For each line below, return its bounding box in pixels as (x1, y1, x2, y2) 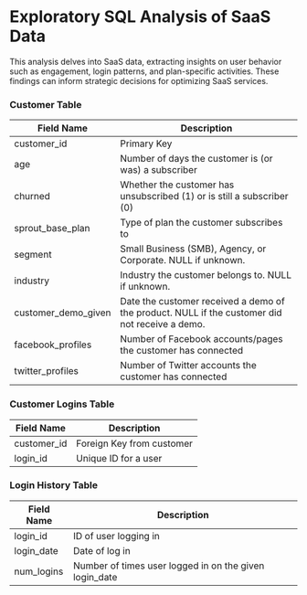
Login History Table (9, 479, 99, 492)
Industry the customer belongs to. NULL (120, 269, 292, 282)
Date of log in (72, 544, 131, 557)
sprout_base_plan (14, 222, 90, 235)
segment (14, 249, 52, 261)
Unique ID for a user (76, 452, 163, 464)
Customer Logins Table (9, 398, 115, 410)
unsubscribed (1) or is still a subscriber (120, 190, 290, 203)
